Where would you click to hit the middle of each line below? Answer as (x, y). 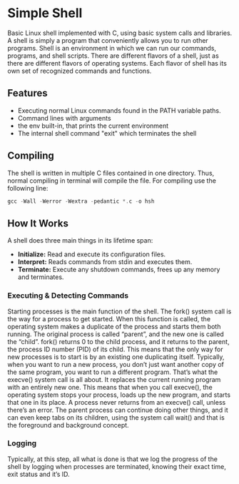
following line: (28, 188)
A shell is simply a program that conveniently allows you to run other (108, 40)
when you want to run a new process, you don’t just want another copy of (116, 364)
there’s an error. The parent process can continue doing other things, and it (118, 410)
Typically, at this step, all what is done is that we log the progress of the (112, 459)
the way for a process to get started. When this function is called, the (109, 318)
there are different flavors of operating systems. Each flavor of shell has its (117, 63)
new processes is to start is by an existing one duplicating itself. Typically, (116, 357)
